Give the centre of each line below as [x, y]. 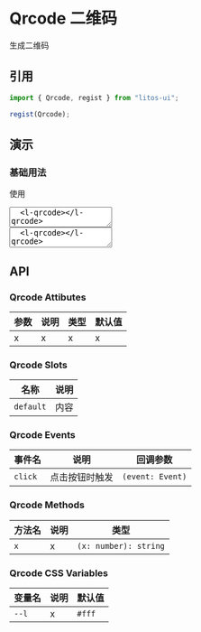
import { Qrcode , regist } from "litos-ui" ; [94, 98]
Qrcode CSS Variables [59, 572]
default [30, 407]
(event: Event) [155, 477]
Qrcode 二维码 [64, 19]
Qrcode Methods [47, 505]
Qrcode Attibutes [48, 297]
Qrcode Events [42, 435]
